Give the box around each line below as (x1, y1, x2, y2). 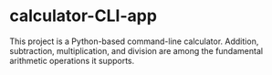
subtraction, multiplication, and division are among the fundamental (9, 45, 263, 56)
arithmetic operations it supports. (9, 55, 135, 66)
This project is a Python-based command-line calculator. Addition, (9, 36, 259, 47)
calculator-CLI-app (9, 5, 158, 27)
